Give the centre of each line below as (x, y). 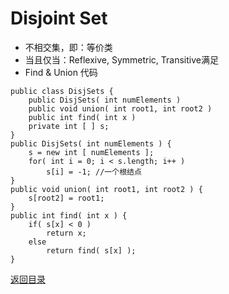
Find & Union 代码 (61, 72)
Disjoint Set (59, 18)
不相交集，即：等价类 (68, 47)
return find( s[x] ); (91, 250)
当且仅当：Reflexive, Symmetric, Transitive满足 (121, 59)
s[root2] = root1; (66, 198)
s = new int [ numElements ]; (91, 152)
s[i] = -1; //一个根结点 (94, 172)
